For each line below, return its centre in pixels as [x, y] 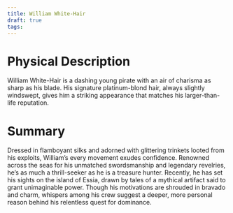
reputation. [33, 103]
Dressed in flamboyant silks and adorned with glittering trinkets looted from [116, 150]
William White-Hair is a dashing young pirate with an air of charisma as [109, 80]
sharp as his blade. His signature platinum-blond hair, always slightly [106, 88]
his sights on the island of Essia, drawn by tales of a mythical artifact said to [116, 180]
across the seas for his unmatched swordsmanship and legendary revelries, [116, 166]
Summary [36, 131]
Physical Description [69, 61]
